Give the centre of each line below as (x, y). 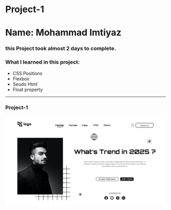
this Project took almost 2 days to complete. (61, 48)
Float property (28, 89)
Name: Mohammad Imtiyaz (63, 33)
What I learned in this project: (42, 62)
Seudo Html (25, 84)
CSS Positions (27, 73)
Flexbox (21, 79)
